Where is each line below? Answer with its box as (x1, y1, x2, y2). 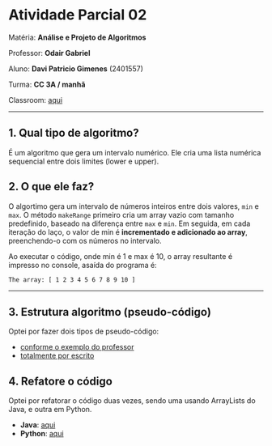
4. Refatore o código (8, 374, 113, 388)
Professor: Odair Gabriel (8, 48, 91, 57)
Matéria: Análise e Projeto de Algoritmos (8, 32, 147, 42)
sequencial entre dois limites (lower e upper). (8, 156, 159, 166)
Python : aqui (19, 429, 64, 439)
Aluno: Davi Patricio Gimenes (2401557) (8, 63, 144, 74)
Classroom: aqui (8, 95, 63, 104)
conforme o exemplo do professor (19, 342, 134, 352)
